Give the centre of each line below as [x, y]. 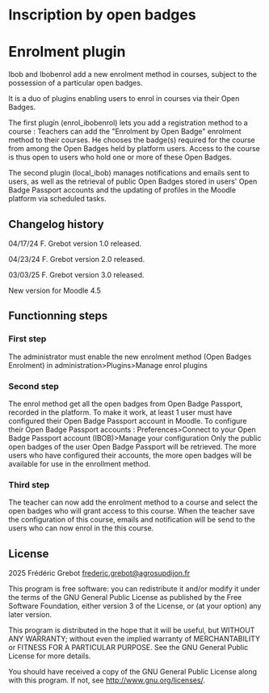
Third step [29, 484]
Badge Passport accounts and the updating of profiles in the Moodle [122, 190]
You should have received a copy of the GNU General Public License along [132, 672]
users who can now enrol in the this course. [81, 528]
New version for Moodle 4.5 [55, 290]
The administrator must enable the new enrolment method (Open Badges [130, 357]
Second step [34, 386]
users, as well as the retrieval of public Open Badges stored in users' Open [133, 182]
